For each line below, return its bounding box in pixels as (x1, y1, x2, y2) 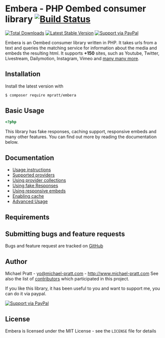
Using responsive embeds (12, 188, 66, 194)
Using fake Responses (12, 182, 58, 189)
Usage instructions (12, 167, 51, 173)
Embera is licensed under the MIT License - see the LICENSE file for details (5, 328, 157, 334)
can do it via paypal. (5, 291, 47, 297)
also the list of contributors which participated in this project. (5, 276, 130, 282)
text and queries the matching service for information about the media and (5, 45, 157, 51)
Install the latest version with (5, 83, 63, 89)
